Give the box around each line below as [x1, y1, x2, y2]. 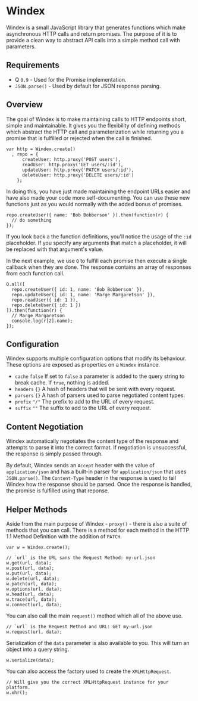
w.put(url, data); [6, 570, 52, 576]
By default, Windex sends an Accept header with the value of [6, 462, 155, 469]
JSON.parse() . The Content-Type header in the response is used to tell [6, 474, 177, 482]
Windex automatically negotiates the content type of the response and [6, 438, 179, 445]
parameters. [6, 43, 36, 50]
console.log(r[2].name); [11, 318, 73, 324]
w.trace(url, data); [6, 597, 58, 603]
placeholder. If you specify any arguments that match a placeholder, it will [6, 239, 187, 246]
